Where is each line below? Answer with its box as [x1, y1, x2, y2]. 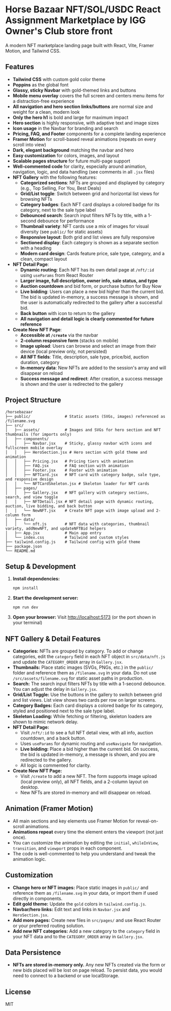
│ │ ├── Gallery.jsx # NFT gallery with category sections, [5, 490, 150, 495]
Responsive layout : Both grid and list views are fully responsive [20, 234, 155, 240]
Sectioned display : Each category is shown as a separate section [20, 239, 159, 245]
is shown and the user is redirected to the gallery [20, 381, 124, 387]
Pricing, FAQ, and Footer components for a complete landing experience [12, 131, 166, 137]
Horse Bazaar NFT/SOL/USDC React [5, 4, 161, 15]
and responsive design [5, 476, 54, 482]
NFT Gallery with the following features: [12, 174, 97, 180]
